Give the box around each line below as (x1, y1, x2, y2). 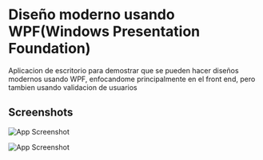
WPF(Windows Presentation (8, 22, 201, 41)
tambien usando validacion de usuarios (8, 82, 137, 92)
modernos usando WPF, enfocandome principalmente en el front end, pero (8, 74, 256, 84)
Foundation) (8, 40, 91, 57)
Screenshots (8, 106, 74, 119)
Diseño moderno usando (8, 6, 175, 24)
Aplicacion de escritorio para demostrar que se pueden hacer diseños (8, 65, 239, 75)
